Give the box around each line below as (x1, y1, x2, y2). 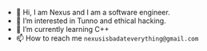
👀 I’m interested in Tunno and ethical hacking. (15, 16, 166, 25)
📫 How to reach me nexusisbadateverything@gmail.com (15, 33, 199, 43)
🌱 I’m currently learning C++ (15, 25, 109, 33)
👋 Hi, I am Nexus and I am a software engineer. (15, 8, 170, 17)
